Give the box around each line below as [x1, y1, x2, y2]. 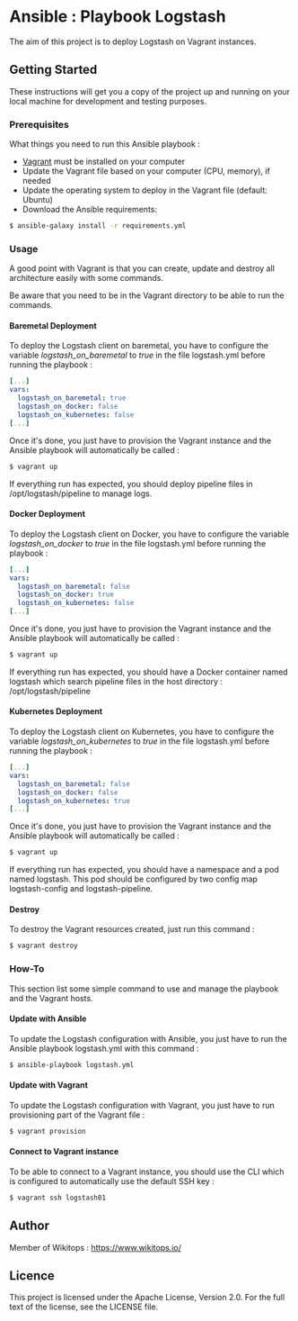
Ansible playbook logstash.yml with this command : [9, 1043, 199, 1054]
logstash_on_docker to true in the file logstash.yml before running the [9, 538, 267, 548]
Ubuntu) [22, 195, 54, 205]
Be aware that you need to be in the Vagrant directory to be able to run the [9, 290, 285, 301]
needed [22, 176, 51, 186]
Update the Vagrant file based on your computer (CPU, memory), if [22, 166, 271, 176]
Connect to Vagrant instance [9, 1146, 119, 1157]
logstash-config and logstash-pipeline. [9, 883, 153, 894]
